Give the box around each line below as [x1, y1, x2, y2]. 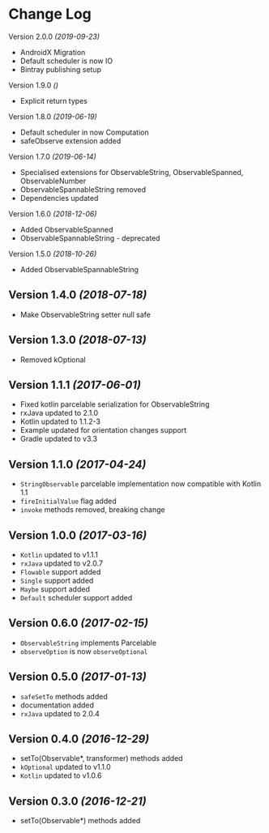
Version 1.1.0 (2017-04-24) [8, 457, 147, 471]
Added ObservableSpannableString [19, 264, 139, 274]
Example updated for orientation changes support [19, 425, 187, 435]
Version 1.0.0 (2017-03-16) [8, 528, 147, 542]
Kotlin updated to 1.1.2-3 [19, 416, 101, 426]
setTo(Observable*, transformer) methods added [19, 754, 184, 763]
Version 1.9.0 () [8, 80, 59, 90]
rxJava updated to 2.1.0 [19, 408, 99, 418]
